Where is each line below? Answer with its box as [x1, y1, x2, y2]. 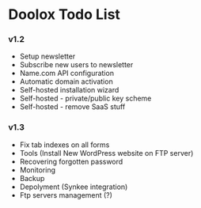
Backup [19, 173, 45, 183]
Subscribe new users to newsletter [19, 60, 134, 70]
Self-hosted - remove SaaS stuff [19, 102, 126, 112]
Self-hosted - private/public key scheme [19, 93, 152, 104]
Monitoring [19, 165, 55, 175]
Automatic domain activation [19, 77, 113, 86]
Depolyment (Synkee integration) [19, 182, 128, 191]
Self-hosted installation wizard [19, 85, 119, 95]
